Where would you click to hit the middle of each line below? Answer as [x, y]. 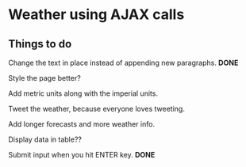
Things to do [40, 44]
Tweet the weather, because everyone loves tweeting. [96, 109]
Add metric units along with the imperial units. [83, 93]
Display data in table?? [45, 139]
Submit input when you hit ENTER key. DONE [82, 155]
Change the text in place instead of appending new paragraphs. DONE [123, 63]
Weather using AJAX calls [96, 15]
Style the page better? [44, 78]
